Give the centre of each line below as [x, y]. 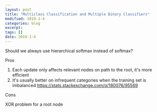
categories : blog [23, 23]
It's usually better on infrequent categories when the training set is [79, 80]
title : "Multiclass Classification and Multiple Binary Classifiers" [78, 14]
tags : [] [14, 32]
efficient [21, 75]
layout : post [18, 10]
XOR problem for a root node [34, 104]
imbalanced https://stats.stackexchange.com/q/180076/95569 [75, 85]
